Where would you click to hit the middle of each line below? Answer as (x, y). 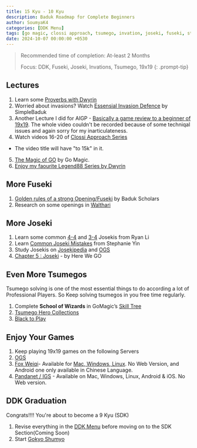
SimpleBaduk (30, 112)
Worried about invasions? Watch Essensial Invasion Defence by (91, 106)
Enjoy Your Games (40, 337)
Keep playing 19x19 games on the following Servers (77, 351)
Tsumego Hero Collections (47, 312)
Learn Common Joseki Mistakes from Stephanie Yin (77, 244)
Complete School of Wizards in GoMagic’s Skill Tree (78, 306)
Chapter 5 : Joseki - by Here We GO (58, 256)
